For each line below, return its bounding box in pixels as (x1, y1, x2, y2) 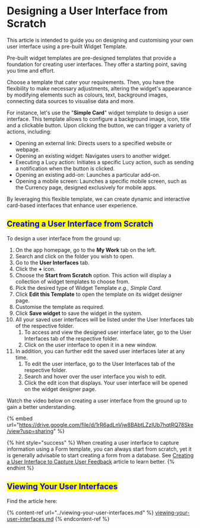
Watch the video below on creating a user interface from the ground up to (7, 397, 188, 404)
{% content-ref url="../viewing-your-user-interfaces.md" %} (7, 509, 154, 516)
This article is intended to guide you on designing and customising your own (7, 36, 193, 43)
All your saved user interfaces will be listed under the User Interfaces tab (15, 315, 194, 323)
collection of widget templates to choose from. (15, 278, 130, 285)
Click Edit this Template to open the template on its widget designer (15, 290, 183, 298)
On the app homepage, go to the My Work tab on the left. (15, 246, 157, 254)
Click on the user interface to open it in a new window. (24, 341, 157, 348)
